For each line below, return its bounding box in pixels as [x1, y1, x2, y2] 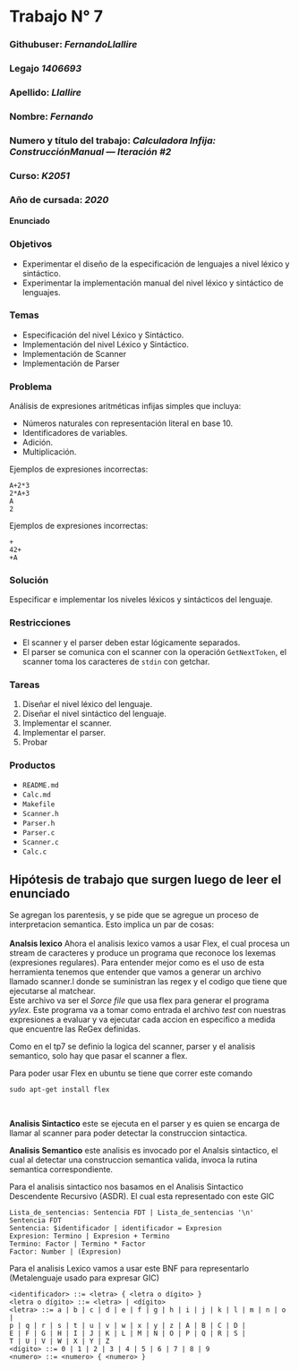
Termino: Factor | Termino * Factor [9, 1239, 146, 1249]
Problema [9, 380, 52, 393]
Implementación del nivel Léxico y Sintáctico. [21, 338, 190, 350]
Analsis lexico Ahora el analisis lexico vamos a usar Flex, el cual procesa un [9, 938, 290, 949]
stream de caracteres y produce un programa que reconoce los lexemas [9, 948, 276, 958]
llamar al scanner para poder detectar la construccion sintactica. [9, 1127, 248, 1138]
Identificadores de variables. [21, 428, 128, 438]
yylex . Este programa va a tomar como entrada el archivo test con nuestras [9, 1005, 286, 1016]
